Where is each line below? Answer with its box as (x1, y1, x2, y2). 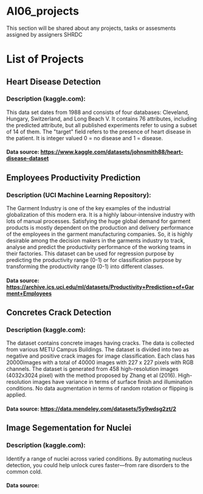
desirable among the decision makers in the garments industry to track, (6, 237, 185, 244)
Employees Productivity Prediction (6, 172, 141, 183)
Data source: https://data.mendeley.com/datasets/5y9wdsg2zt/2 (6, 405, 176, 412)
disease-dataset (6, 155, 49, 162)
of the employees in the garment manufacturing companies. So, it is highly (6, 230, 193, 238)
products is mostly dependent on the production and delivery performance (6, 224, 194, 231)
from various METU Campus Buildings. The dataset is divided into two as (6, 346, 190, 353)
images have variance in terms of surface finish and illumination (32, 378, 193, 386)
